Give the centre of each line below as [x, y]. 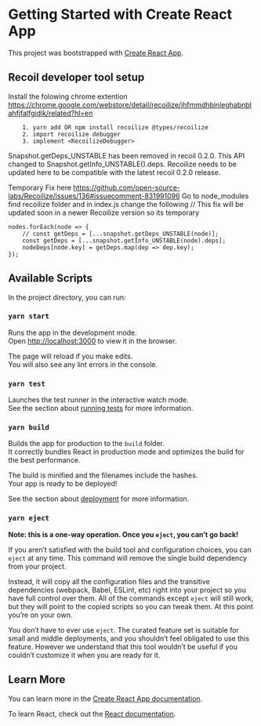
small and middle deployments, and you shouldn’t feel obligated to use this [129, 638]
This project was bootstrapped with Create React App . [96, 53]
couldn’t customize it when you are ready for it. [84, 655]
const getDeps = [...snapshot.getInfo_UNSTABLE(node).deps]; [124, 241]
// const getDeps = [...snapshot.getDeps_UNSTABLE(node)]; [121, 234]
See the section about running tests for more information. [101, 408]
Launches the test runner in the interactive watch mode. [99, 400]
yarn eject [29, 518]
